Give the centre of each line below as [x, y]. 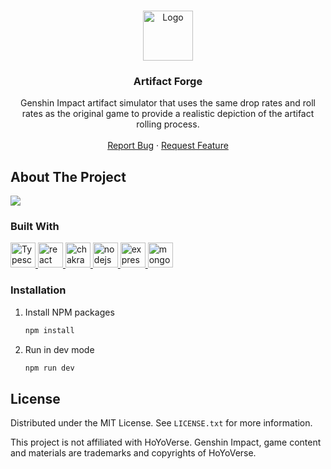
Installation [38, 290]
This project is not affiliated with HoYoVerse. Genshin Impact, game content [166, 442]
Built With [35, 227]
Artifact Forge [168, 81]
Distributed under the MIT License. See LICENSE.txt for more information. [161, 423]
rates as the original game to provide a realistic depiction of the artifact [168, 114]
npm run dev [49, 368]
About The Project [68, 176]
